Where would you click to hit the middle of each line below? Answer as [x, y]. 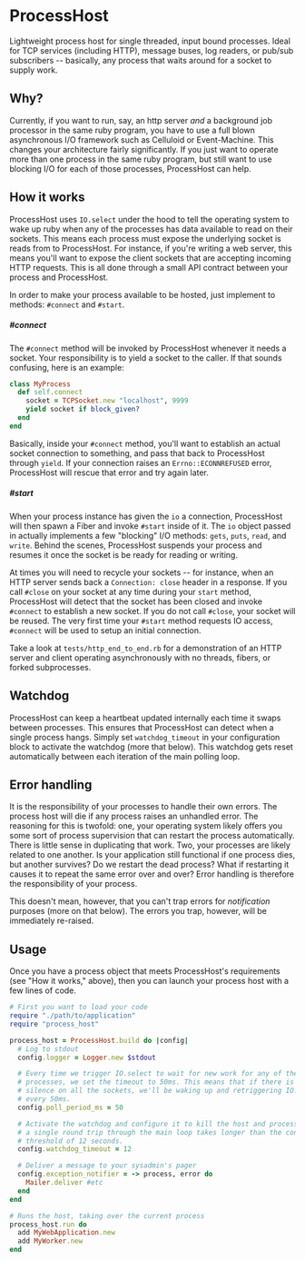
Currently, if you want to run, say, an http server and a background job [141, 120]
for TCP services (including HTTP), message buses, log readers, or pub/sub [152, 50]
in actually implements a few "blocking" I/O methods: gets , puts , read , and [148, 535]
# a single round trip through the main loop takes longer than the [150, 1132]
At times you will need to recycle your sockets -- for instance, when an [142, 572]
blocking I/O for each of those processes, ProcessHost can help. [130, 168]
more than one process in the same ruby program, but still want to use [141, 159]
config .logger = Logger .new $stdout [87, 1057]
